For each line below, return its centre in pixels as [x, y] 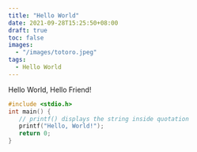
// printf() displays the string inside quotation [104, 119]
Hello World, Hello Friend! [50, 89]
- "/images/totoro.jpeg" [56, 52]
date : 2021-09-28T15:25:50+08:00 [63, 23]
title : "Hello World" [44, 15]
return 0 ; [35, 134]
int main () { [30, 112]
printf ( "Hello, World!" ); [61, 126]
